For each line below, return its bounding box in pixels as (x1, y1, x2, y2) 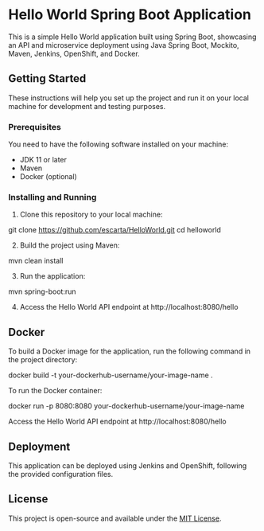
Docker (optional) (19, 172, 77, 182)
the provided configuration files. (8, 469, 114, 478)
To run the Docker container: (8, 386, 103, 396)
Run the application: (19, 271, 86, 281)
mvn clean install (8, 256, 64, 266)
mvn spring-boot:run (8, 287, 76, 296)
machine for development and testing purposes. (8, 101, 166, 111)
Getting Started (8, 72, 87, 85)
